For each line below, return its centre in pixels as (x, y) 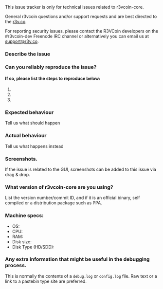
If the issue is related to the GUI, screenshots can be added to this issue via (81, 169)
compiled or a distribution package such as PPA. (54, 203)
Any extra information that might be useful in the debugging (77, 259)
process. (16, 266)
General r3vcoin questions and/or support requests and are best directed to (81, 16)
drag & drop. (18, 174)
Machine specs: (24, 216)
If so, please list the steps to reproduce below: (53, 79)
